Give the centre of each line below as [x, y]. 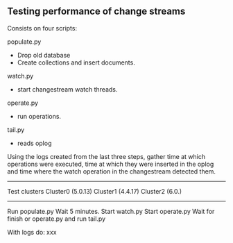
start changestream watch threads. [67, 89]
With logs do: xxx [32, 232]
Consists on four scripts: [42, 28]
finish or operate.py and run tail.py [57, 219]
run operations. [39, 116]
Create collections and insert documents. [76, 62]
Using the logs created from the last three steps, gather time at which [106, 156]
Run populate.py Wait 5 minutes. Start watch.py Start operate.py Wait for [111, 211]
